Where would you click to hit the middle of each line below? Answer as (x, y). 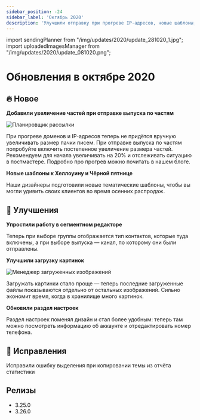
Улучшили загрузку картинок (45, 260)
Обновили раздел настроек (42, 308)
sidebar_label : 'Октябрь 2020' (45, 17)
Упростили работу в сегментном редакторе (64, 224)
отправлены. (22, 249)
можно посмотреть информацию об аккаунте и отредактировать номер (99, 326)
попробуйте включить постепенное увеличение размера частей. (90, 149)
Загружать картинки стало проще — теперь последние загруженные (95, 284)
